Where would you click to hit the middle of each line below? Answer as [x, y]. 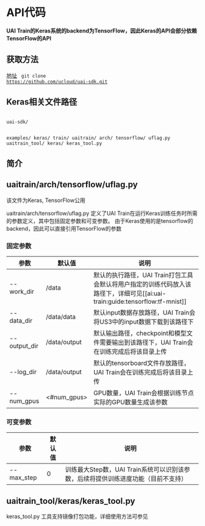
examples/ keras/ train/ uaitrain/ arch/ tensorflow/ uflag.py [88, 138]
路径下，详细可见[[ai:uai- [130, 293]
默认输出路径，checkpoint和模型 [140, 333]
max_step [23, 478]
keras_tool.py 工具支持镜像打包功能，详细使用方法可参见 [77, 517]
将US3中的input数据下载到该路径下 [144, 322]
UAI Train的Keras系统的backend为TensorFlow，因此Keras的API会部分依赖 [102, 31]
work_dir [22, 291]
